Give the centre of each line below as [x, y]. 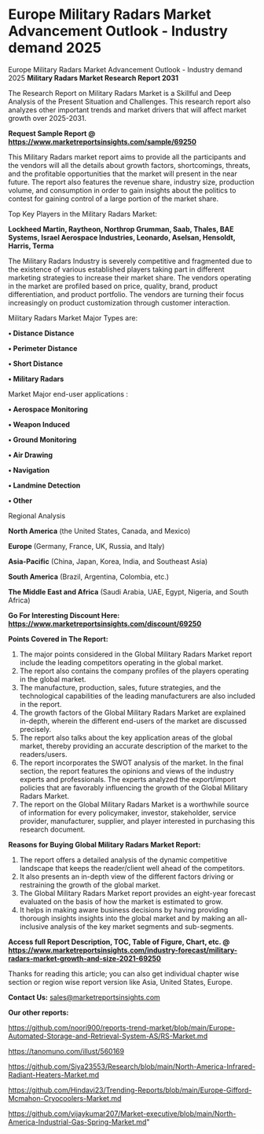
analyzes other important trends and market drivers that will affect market [127, 110]
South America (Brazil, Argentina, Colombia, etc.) [89, 576]
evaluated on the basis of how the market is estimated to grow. [121, 902]
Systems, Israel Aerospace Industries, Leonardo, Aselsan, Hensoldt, [122, 237]
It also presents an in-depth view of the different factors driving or [126, 876]
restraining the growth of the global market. [90, 884]
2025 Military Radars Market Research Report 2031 [93, 78]
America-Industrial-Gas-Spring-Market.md [77, 1121]
